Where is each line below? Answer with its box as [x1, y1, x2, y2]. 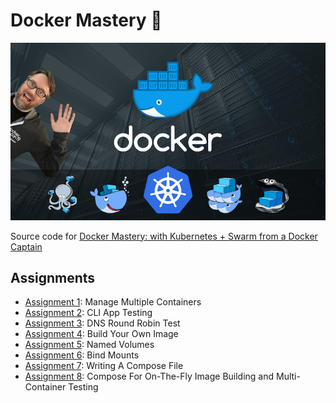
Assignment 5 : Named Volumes [24, 339, 155, 351]
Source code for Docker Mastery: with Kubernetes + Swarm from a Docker [10, 230, 318, 242]
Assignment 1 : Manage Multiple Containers [24, 296, 202, 308]
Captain [10, 240, 43, 253]
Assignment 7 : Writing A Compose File [24, 360, 184, 372]
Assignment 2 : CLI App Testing [24, 307, 153, 319]
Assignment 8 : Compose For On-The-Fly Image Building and [24, 370, 275, 383]
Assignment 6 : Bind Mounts [24, 349, 140, 361]
